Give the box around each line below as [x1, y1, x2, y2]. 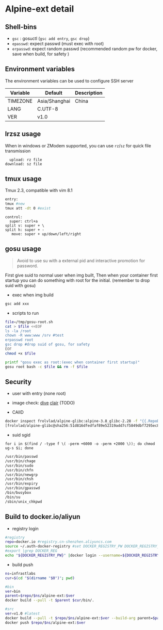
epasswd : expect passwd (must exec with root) [12, 41, 104, 47]
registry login [12, 525, 39, 532]
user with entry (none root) [12, 390, 66, 396]
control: [5, 215, 23, 220]
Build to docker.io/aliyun [5, 513, 81, 521]
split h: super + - [5, 227, 45, 232]
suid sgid [12, 432, 31, 438]
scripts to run [12, 310, 39, 316]
